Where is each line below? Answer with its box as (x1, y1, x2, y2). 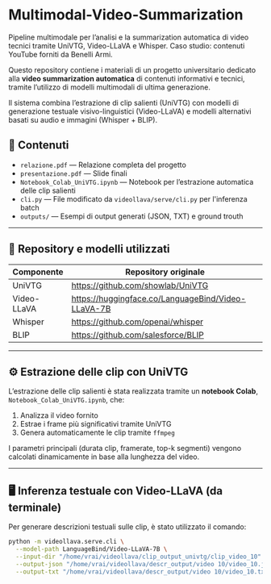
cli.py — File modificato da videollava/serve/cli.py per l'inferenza (19, 194, 248, 203)
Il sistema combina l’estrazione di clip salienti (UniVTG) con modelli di (8, 98, 240, 107)
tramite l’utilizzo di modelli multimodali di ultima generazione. (8, 82, 211, 92)
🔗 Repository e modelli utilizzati (8, 242, 171, 256)
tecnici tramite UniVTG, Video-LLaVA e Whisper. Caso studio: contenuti (8, 40, 245, 50)
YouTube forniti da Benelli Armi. (8, 49, 113, 59)
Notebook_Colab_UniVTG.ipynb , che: (8, 395, 125, 405)
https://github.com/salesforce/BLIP (71, 329, 204, 340)
